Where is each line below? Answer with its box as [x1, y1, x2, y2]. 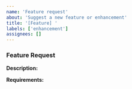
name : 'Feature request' [6, 8, 68, 15]
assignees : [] [6, 31, 42, 37]
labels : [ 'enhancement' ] [6, 25, 68, 32]
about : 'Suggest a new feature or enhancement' [6, 14, 128, 20]
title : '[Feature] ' [6, 20, 58, 26]
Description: [6, 64, 38, 72]
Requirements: [6, 76, 44, 84]
